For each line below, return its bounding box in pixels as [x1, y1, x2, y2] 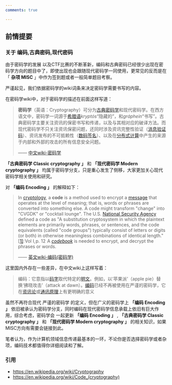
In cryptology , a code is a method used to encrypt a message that [17, 195, 157, 201]
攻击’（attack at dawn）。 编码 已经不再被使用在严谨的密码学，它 [32, 282, 166, 288]
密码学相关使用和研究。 [5, 174, 55, 180]
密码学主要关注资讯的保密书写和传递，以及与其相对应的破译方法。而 [22, 120, 166, 126]
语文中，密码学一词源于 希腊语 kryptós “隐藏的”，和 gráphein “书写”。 [17, 113, 160, 119]
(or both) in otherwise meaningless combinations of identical [17, 232, 146, 239]
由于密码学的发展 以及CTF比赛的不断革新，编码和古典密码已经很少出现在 [5, 61, 159, 68]
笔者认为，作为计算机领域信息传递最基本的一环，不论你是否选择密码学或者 [5, 336, 162, 342]
